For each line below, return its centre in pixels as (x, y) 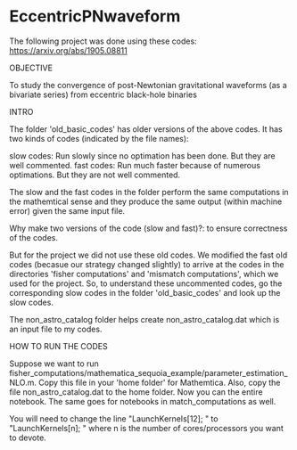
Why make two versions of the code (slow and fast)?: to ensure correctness (148, 228)
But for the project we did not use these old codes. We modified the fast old (148, 255)
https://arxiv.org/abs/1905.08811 (68, 50)
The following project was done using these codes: (103, 41)
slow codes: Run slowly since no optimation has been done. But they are (142, 155)
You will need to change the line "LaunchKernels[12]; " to (114, 418)
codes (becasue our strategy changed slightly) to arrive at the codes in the (147, 264)
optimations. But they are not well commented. (95, 175)
